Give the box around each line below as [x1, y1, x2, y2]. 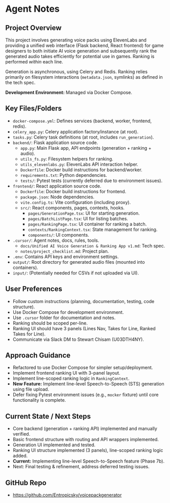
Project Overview [5, 24, 62, 32]
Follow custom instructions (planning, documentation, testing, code [12, 298, 155, 304]
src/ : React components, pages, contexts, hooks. [20, 204, 125, 211]
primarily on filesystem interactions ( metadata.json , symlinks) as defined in [5, 74, 163, 80]
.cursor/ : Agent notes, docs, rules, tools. [12, 237, 100, 243]
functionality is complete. [12, 397, 66, 403]
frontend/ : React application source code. [12, 182, 102, 189]
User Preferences [5, 285, 62, 293]
